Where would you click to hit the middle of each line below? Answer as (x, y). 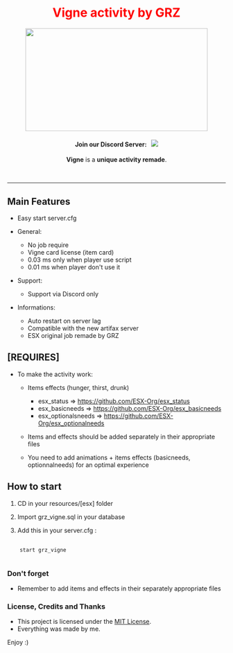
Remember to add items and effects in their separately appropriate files (119, 588)
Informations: (36, 307)
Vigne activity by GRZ (116, 13)
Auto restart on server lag (64, 321)
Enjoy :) (18, 643)
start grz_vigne (43, 550)
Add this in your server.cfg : (57, 530)
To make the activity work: (55, 374)
